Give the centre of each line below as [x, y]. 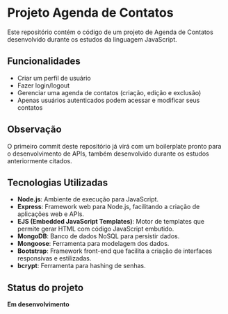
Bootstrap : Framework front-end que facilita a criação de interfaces [115, 251]
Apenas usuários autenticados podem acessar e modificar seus [108, 100]
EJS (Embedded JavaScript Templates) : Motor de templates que [111, 222]
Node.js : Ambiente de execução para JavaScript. [88, 199]
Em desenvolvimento [38, 304]
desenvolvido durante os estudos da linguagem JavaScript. [92, 39]
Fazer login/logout [43, 85]
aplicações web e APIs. [51, 214]
